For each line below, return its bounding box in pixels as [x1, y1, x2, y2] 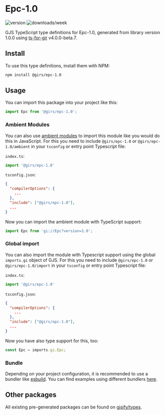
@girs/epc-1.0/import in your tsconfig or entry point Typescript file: [5, 262, 146, 268]
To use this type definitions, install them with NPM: [5, 62, 110, 68]
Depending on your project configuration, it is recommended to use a [5, 370, 148, 377]
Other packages [5, 390, 57, 399]
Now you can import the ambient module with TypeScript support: [5, 219, 142, 225]
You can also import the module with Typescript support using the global [5, 252, 155, 258]
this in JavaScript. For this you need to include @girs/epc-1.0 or [5, 138, 137, 144]
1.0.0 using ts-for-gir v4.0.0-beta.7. [5, 35, 77, 41]
